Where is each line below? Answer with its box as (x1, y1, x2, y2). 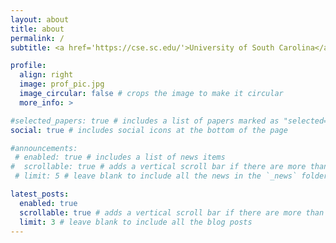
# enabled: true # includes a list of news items (14, 152, 226, 163)
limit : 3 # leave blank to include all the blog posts (19, 217, 253, 227)
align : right (19, 70, 74, 80)
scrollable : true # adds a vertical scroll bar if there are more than (19, 207, 325, 218)
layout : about (10, 14, 70, 25)
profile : (10, 61, 47, 71)
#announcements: (10, 143, 78, 153)
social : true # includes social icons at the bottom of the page (10, 125, 288, 135)
